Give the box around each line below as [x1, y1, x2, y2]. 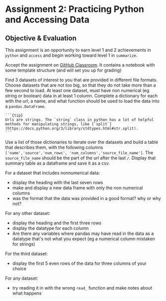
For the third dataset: [5, 251, 48, 257]
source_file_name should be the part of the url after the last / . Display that [5, 155, 156, 161]
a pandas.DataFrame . [5, 103, 46, 109]
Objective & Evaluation [5, 34, 77, 42]
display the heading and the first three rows [12, 220, 102, 226]
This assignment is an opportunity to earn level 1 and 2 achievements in [5, 47, 151, 53]
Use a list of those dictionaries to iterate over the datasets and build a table [5, 139, 159, 145]
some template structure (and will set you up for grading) [5, 67, 122, 73]
